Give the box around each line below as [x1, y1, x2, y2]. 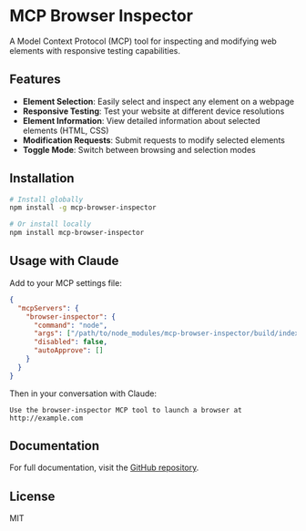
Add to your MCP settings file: [9, 277, 123, 288]
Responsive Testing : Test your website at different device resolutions [22, 106, 285, 117]
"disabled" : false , [33, 338, 107, 347]
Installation [9, 170, 75, 187]
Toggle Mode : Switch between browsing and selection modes [22, 144, 257, 155]
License [9, 488, 56, 504]
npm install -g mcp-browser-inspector [9, 203, 157, 212]
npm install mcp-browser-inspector [9, 229, 145, 238]
